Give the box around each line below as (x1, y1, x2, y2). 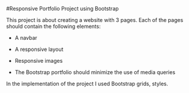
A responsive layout (14, 46, 64, 53)
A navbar (14, 34, 37, 41)
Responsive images (14, 57, 63, 64)
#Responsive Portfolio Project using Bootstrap (6, 5, 119, 12)
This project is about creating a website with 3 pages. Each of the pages (6, 17, 184, 23)
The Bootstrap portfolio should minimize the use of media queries (14, 69, 175, 76)
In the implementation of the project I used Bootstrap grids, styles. (6, 80, 168, 87)
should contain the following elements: (6, 23, 101, 30)
